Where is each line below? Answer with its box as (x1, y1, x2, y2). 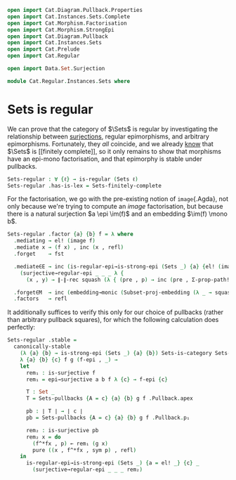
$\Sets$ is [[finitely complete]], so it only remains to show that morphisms (7, 147, 221, 155)
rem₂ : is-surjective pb (25, 427, 99, 434)
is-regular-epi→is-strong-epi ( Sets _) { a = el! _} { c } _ (25, 460, 199, 467)
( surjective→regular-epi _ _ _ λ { (20, 269, 124, 277)
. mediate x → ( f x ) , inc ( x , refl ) (13, 244, 124, 251)
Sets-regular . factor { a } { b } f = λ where (7, 231, 133, 238)
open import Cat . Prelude (7, 46, 80, 53)
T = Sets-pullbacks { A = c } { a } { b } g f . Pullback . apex (25, 395, 193, 402)
